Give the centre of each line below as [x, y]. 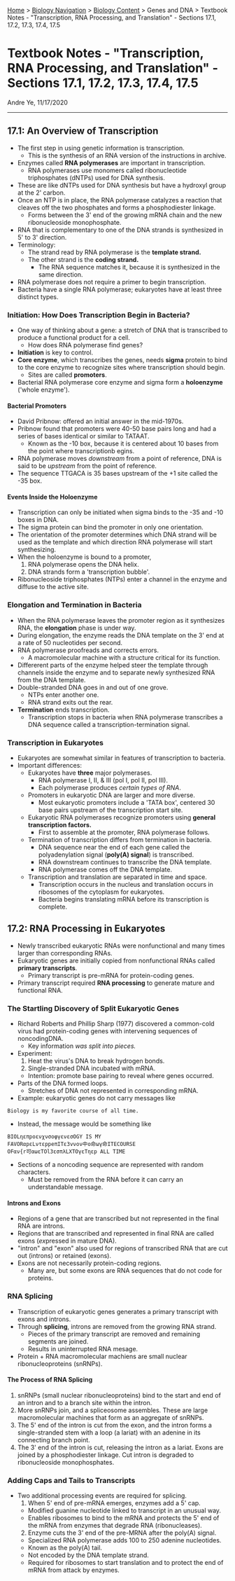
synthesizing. [37, 550]
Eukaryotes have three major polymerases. [90, 773]
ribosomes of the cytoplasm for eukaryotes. [101, 892]
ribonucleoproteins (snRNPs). [60, 1363]
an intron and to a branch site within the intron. [85, 1402]
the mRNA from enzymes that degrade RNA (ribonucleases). [115, 1526]
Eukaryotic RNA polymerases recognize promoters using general [121, 817]
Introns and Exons [34, 1203]
